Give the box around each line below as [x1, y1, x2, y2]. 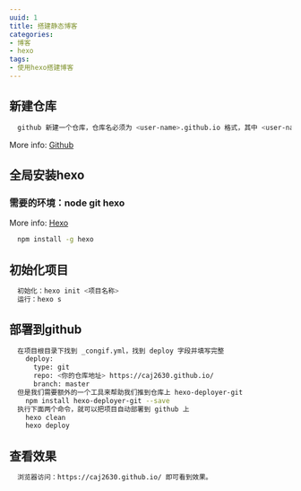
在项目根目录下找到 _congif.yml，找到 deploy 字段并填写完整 [17, 346, 225, 355]
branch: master [32, 380, 90, 389]
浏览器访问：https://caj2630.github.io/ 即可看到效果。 [17, 473, 213, 482]
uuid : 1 [9, 13, 39, 22]
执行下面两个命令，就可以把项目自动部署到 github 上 [17, 405, 190, 414]
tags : [9, 55, 30, 64]
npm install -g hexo [17, 235, 94, 244]
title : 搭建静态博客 [9, 22, 78, 31]
